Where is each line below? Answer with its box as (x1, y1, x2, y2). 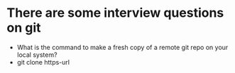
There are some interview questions (6, 5, 224, 21)
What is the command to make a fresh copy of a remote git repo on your (16, 43, 229, 51)
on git (6, 20, 41, 36)
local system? (16, 51, 58, 59)
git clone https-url (16, 58, 70, 66)
